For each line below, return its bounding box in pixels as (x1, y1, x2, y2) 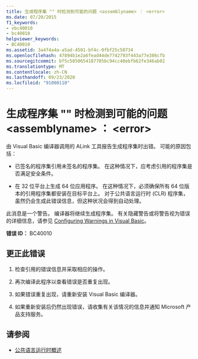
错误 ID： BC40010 (6, 230, 52, 237)
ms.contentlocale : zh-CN (6, 69, 67, 75)
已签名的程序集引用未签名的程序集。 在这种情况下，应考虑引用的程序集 (14, 162, 187, 169)
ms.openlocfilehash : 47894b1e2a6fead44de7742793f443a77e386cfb (6, 53, 165, 58)
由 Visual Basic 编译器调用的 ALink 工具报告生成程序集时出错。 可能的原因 (6, 142, 186, 149)
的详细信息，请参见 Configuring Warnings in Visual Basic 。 (6, 217, 150, 224)
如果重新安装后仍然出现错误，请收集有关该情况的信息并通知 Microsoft (14, 303, 185, 310)
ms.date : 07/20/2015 (6, 14, 57, 20)
